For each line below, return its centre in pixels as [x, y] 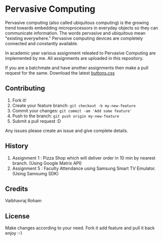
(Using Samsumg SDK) [35, 173]
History [17, 146]
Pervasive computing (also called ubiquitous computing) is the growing [77, 23]
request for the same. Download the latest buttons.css [60, 73]
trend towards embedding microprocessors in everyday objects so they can [82, 27]
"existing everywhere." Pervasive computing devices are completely [74, 38]
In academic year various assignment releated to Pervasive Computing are [81, 53]
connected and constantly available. [42, 43]
